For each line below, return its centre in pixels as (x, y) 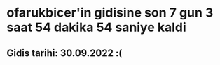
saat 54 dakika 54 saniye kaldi (96, 27)
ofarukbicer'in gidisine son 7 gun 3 (110, 13)
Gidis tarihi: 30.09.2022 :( (64, 53)
